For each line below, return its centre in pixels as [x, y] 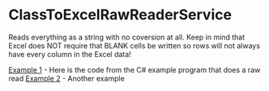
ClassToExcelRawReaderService [120, 15]
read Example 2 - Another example [67, 78]
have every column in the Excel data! [70, 54]
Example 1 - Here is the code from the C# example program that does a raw [134, 69]
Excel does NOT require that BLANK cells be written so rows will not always [134, 45]
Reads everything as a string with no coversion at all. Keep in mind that [127, 37]
